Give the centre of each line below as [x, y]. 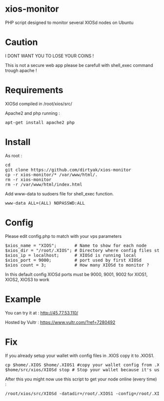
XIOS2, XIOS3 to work [27, 279]
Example [23, 299]
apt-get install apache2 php [40, 122]
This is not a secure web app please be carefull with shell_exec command [79, 65]
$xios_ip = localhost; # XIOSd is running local [71, 255]
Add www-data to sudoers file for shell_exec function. [59, 193]
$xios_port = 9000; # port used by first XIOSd [73, 260]
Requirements [34, 90]
